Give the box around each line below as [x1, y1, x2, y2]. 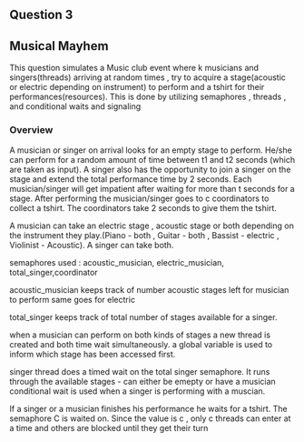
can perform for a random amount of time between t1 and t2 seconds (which [9, 154, 296, 165]
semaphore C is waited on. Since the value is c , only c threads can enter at [9, 413, 291, 424]
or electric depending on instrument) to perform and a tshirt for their [9, 82, 265, 93]
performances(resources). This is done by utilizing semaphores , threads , [9, 91, 287, 103]
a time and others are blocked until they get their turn [9, 422, 209, 433]
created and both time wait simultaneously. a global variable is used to [9, 338, 273, 349]
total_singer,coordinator [9, 266, 98, 277]
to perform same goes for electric [9, 294, 136, 305]
